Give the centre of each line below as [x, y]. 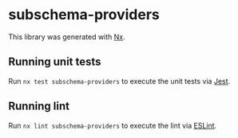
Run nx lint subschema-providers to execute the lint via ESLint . [113, 125]
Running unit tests [55, 62]
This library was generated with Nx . [67, 37]
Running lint [39, 106]
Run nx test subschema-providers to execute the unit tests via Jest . [119, 81]
